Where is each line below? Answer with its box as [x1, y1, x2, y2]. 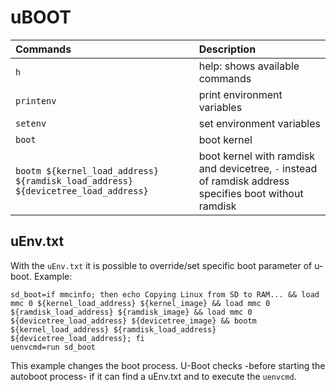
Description [198, 42, 257, 56]
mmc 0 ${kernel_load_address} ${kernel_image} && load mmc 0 [10, 298, 271, 308]
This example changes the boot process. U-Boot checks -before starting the [10, 359, 326, 371]
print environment [198, 87, 283, 101]
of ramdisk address [198, 174, 290, 188]
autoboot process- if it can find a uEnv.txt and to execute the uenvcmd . [10, 370, 297, 382]
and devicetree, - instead [198, 161, 318, 175]
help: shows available [198, 59, 300, 73]
